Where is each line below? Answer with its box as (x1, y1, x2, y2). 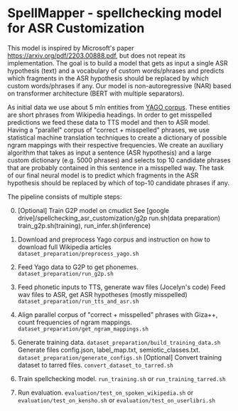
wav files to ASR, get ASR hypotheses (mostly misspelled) (17, 290, 188, 298)
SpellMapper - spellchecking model (7, 5, 222, 21)
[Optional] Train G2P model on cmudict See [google (17, 206, 170, 214)
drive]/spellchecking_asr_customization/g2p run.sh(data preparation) (17, 214, 221, 222)
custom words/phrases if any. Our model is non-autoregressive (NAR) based (7, 81, 232, 90)
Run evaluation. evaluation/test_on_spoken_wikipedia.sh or (17, 388, 194, 397)
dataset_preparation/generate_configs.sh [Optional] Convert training (17, 353, 222, 361)
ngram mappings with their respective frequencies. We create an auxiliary (7, 140, 224, 149)
